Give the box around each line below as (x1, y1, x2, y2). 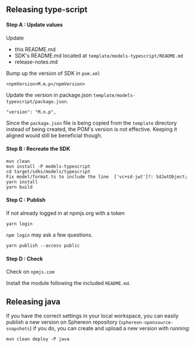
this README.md (14, 45, 56, 52)
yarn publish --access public (6, 243, 80, 248)
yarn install (6, 179, 38, 185)
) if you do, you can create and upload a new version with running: (29, 325, 190, 332)
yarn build (6, 184, 33, 190)
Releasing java (6, 297, 60, 307)
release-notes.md (14, 58, 58, 65)
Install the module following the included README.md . (6, 280, 131, 287)
